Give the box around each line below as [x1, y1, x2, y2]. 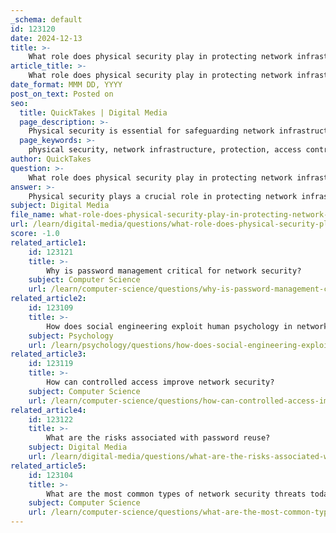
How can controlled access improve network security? [46, 377, 275, 387]
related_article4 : [10, 405, 87, 415]
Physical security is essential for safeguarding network [28, 126, 275, 136]
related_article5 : [10, 461, 87, 471]
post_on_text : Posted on [10, 89, 114, 99]
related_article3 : [10, 349, 87, 360]
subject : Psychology [28, 331, 114, 341]
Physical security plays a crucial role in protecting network [28, 191, 298, 201]
